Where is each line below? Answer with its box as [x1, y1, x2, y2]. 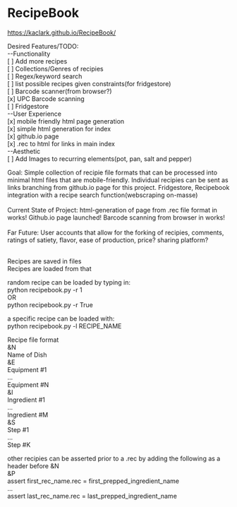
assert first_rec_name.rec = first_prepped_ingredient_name [7, 477, 180, 485]
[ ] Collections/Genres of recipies [7, 64, 104, 73]
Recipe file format [7, 335, 59, 344]
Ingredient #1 [7, 395, 46, 404]
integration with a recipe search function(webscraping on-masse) [7, 191, 198, 199]
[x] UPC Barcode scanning [7, 94, 85, 103]
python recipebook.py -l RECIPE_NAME [7, 321, 122, 330]
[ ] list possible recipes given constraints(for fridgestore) [7, 79, 171, 88]
